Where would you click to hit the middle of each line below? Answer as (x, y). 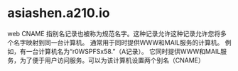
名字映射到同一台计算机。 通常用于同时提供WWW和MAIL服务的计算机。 (118, 42)
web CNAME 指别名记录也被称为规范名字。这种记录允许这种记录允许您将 (114, 33)
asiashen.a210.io (59, 13)
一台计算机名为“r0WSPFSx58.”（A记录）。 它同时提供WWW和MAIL (123, 51)
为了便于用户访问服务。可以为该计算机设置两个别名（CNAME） (112, 60)
